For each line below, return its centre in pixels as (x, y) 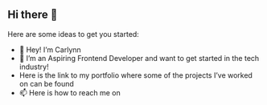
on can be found (46, 83)
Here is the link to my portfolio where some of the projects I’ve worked (136, 75)
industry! (34, 67)
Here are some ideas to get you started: (74, 34)
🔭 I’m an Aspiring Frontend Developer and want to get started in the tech (139, 58)
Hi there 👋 (33, 15)
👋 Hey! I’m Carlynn (50, 50)
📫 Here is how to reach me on (70, 92)
